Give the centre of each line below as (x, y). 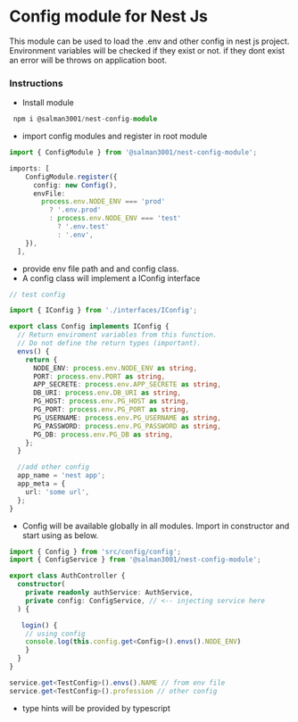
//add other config (54, 467)
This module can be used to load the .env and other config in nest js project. (149, 41)
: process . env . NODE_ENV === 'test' (115, 219)
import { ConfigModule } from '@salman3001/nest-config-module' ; (133, 153)
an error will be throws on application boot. (88, 60)
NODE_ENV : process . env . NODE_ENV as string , (115, 368)
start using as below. (60, 535)
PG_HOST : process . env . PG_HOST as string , (111, 402)
